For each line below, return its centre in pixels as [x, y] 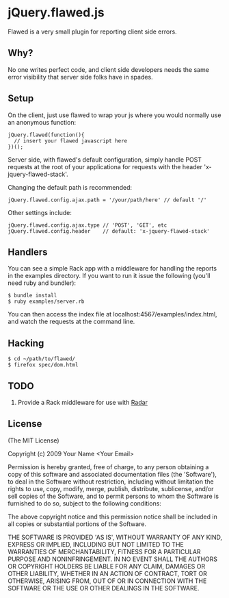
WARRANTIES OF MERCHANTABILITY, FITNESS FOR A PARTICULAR [104, 551]
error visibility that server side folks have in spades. [80, 77]
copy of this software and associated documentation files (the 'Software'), [112, 474]
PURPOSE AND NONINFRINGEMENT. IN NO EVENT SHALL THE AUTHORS [113, 559]
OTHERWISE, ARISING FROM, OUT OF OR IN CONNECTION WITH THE [107, 581]
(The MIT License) [34, 440]
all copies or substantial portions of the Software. [77, 524]
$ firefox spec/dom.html [43, 365]
